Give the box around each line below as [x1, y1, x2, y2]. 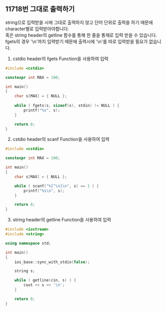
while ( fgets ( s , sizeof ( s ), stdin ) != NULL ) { [14, 103, 120, 108]
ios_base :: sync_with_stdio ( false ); [14, 259, 90, 265]
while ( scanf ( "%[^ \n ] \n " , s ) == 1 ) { [14, 183, 99, 188]
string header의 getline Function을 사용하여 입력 [12, 217, 112, 223]
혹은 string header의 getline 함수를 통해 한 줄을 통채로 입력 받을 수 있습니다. [5, 32, 157, 38]
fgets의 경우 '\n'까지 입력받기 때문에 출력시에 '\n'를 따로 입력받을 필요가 [5, 38, 148, 44]
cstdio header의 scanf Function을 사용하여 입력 [12, 136, 109, 143]
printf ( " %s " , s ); [23, 107, 60, 113]
